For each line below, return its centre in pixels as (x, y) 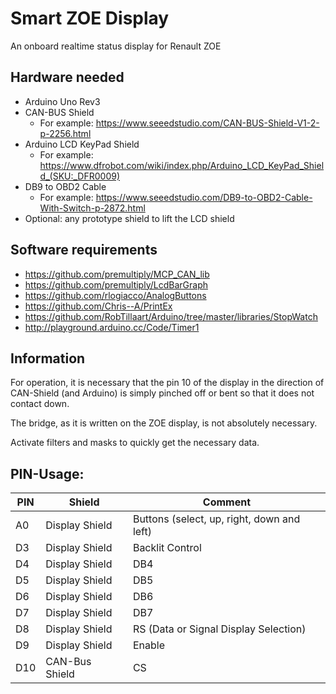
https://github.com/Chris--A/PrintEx (98, 306)
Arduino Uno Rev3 (62, 101)
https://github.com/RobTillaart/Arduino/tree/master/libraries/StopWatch (171, 316)
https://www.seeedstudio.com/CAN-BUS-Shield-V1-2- (207, 123)
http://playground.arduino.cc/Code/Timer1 (112, 327)
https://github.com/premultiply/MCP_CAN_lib (117, 274)
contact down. (40, 404)
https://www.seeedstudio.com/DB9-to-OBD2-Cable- (204, 197)
